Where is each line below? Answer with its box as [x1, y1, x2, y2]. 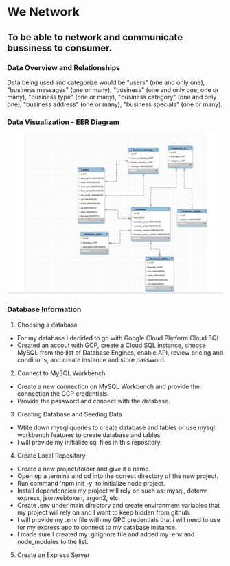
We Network [7, 4, 80, 20]
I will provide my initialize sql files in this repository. [16, 438, 163, 446]
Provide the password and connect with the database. [16, 397, 170, 405]
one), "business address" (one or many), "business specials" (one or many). [7, 100, 223, 108]
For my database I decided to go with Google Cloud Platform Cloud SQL [16, 333, 221, 342]
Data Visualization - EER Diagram [7, 117, 120, 127]
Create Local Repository [16, 451, 86, 460]
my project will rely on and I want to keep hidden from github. [16, 508, 191, 517]
